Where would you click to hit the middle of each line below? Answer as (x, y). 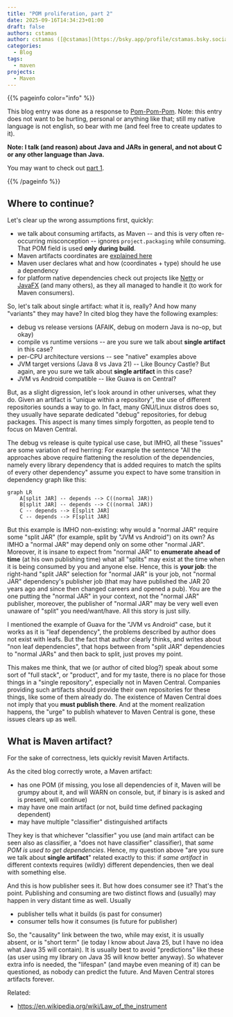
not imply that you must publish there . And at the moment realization (106, 705)
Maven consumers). (46, 293)
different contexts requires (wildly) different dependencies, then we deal (111, 865)
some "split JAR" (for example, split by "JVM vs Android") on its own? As (111, 537)
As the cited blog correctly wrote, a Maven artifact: (80, 771)
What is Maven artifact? (60, 741)
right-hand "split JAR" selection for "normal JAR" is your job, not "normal (112, 574)
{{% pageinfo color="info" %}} (51, 98)
